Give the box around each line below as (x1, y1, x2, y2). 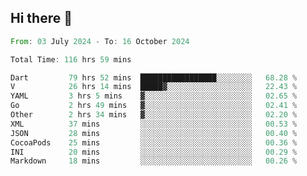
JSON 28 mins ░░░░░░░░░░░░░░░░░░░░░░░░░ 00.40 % (10, 128, 298, 138)
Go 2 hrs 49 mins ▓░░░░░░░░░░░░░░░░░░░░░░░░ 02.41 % (10, 101, 298, 111)
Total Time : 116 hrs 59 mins (10, 54, 132, 65)
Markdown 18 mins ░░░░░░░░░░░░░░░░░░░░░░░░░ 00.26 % (10, 156, 298, 166)
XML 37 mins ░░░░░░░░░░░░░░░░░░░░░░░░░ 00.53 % (10, 119, 298, 129)
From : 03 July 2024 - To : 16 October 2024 (10, 36, 190, 46)
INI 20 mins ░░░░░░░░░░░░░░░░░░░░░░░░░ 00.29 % (10, 147, 298, 157)
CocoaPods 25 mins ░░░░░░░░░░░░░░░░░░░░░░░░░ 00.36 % (10, 137, 298, 148)
